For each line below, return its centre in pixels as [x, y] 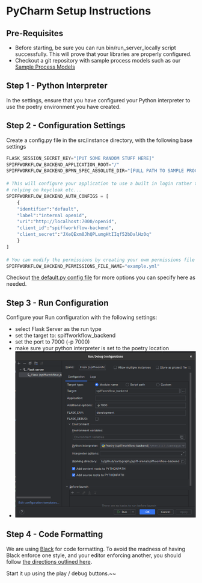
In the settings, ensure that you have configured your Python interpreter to [98, 100]
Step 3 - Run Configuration [58, 303]
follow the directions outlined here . [49, 561]
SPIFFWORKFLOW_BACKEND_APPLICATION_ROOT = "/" [63, 165]
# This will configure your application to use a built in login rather [99, 184]
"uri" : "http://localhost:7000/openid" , [67, 222]
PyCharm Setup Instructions [79, 11]
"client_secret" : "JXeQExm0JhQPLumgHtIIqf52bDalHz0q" [84, 235]
